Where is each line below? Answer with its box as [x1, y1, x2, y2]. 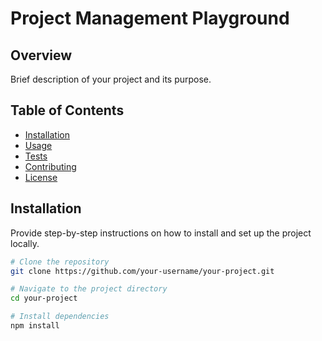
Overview [10, 47, 73, 64]
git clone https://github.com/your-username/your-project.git [10, 266, 275, 276]
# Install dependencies [10, 312, 110, 322]
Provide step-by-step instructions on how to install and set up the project [10, 227, 312, 239]
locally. [10, 237, 40, 249]
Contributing [24, 160, 77, 172]
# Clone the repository [10, 257, 110, 267]
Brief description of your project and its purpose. [10, 73, 212, 85]
